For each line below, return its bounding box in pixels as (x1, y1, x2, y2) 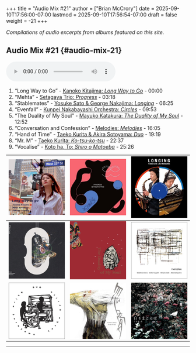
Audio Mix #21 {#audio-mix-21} (6, 46, 123, 56)
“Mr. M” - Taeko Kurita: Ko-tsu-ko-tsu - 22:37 (14, 137, 124, 144)
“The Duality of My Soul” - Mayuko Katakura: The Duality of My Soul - (14, 112, 183, 119)
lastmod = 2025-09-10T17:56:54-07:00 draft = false (52, 11, 177, 18)
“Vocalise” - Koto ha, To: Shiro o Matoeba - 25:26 (14, 143, 134, 150)
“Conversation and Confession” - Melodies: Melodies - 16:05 (14, 124, 160, 131)
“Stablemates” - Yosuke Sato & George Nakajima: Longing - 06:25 (14, 100, 174, 107)
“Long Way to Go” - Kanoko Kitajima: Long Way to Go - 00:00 (14, 87, 163, 94)
